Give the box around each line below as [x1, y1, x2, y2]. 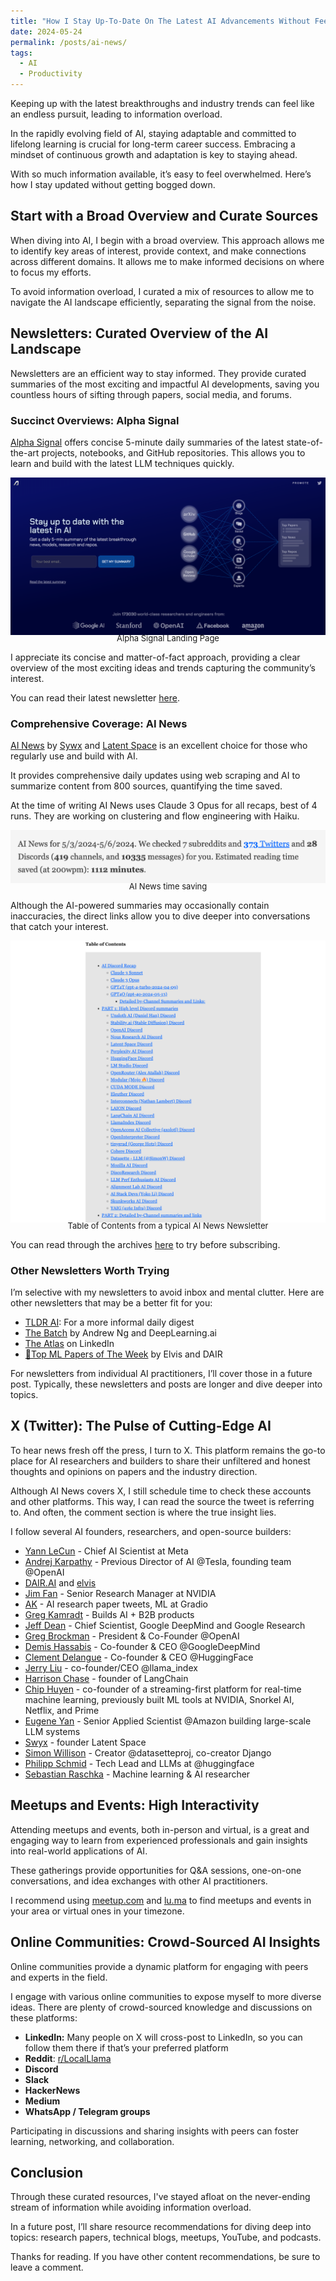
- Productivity [19, 69, 83, 79]
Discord [24, 2063, 59, 2075]
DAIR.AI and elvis [24, 1576, 97, 1589]
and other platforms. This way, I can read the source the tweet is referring [10, 1495, 315, 1507]
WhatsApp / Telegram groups [24, 2105, 151, 2117]
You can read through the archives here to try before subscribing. [10, 1238, 281, 1250]
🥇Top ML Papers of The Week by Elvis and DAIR [24, 1348, 223, 1360]
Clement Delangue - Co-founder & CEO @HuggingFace [24, 1651, 254, 1663]
